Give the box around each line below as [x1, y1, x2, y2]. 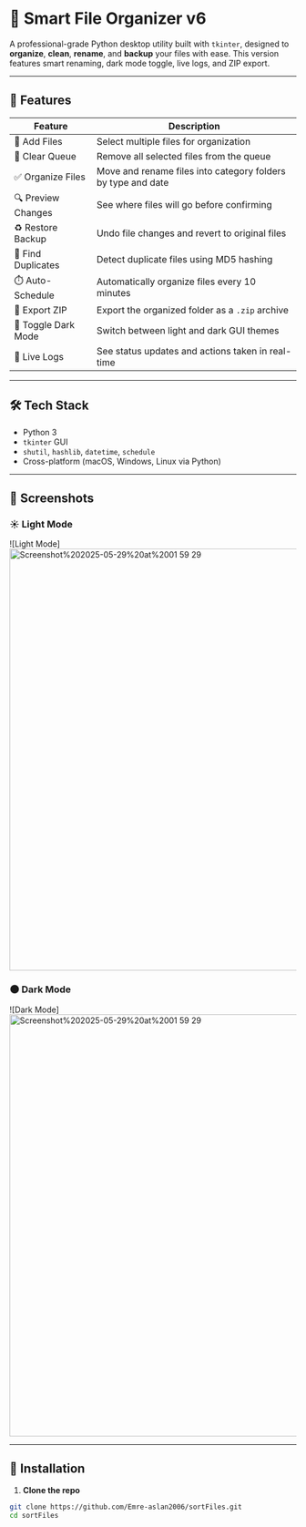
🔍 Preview [14, 191, 60, 204]
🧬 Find [14, 247, 42, 260]
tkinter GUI [22, 436, 68, 447]
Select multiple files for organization [97, 135, 251, 148]
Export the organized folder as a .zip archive [97, 303, 290, 316]
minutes [97, 287, 131, 300]
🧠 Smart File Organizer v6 [9, 8, 207, 29]
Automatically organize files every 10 [97, 275, 257, 288]
